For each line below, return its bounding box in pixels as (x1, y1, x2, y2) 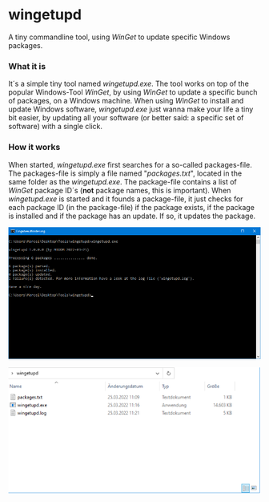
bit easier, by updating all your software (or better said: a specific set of (8, 113, 244, 123)
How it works (8, 142, 61, 153)
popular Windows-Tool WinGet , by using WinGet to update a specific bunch (8, 87, 258, 97)
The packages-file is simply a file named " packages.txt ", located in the (8, 168, 243, 178)
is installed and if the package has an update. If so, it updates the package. (8, 211, 256, 221)
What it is (8, 60, 46, 71)
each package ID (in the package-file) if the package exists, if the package (8, 202, 255, 212)
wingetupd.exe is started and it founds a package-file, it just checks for (8, 194, 243, 204)
